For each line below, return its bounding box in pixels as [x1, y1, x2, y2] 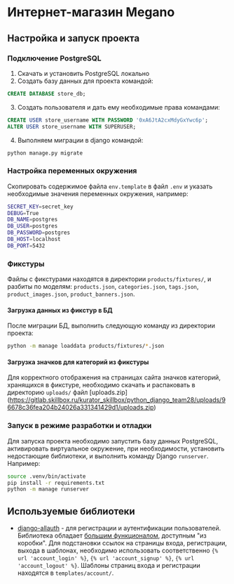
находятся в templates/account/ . [17, 569, 114, 577]
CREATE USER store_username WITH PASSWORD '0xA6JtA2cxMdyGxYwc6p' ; [7, 117, 209, 124]
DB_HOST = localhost [7, 236, 61, 243]
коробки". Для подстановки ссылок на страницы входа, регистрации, [17, 539, 228, 547]
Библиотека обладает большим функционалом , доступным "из [17, 531, 207, 540]
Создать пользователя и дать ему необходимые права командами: [17, 103, 221, 111]
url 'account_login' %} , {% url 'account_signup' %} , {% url [17, 554, 195, 562]
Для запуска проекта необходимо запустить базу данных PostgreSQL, [7, 436, 219, 445]
